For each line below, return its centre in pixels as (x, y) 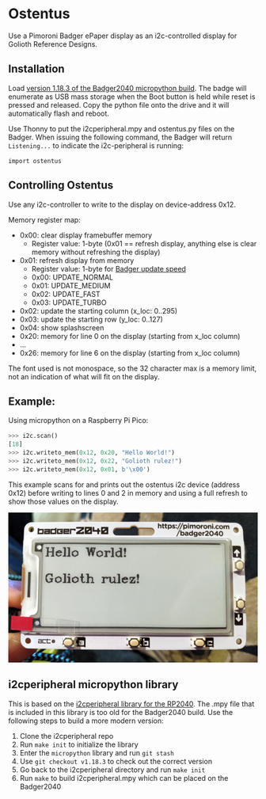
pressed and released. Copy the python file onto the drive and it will (119, 105)
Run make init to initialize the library (79, 744)
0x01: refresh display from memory (77, 260)
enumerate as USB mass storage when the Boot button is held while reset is (132, 97)
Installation (36, 69)
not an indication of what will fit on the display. (84, 376)
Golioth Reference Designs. (53, 44)
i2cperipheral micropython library (93, 685)
